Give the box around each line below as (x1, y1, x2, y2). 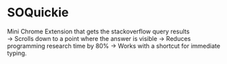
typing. (7, 49, 27, 57)
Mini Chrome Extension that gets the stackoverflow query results (7, 27, 190, 35)
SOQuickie (7, 5, 69, 20)
